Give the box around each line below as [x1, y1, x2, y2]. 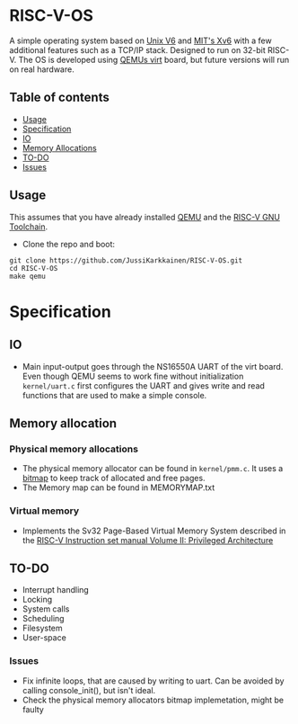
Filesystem [22, 622, 63, 634]
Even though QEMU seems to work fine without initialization [22, 371, 244, 381]
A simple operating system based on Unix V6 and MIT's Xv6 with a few [9, 35, 272, 46]
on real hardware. [9, 64, 74, 75]
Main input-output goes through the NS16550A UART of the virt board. [22, 361, 284, 371]
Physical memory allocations [9, 442, 139, 455]
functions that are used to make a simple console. [22, 389, 207, 400]
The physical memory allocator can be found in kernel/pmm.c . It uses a [22, 463, 284, 474]
